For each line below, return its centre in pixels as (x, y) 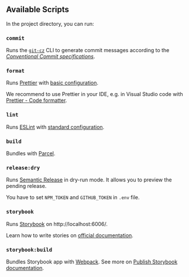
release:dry (23, 167)
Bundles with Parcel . (31, 153)
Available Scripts (37, 10)
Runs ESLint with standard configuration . (55, 127)
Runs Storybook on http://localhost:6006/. (57, 224)
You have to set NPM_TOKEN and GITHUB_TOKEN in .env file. (73, 197)
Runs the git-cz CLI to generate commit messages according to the (88, 50)
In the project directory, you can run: (50, 23)
